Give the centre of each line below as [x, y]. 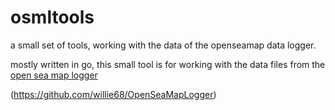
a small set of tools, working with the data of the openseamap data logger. [163, 45]
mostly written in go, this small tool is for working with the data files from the [168, 64]
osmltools [52, 17]
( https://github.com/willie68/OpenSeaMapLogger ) [113, 94]
